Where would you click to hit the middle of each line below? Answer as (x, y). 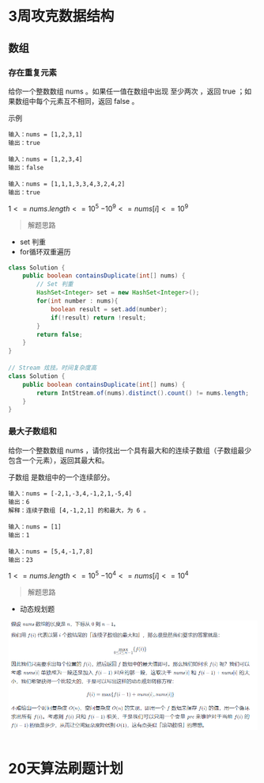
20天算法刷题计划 (66, 769)
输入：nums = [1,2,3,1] (45, 134)
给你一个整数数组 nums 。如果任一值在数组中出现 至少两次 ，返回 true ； (126, 91)
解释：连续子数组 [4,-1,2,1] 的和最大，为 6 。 (79, 510)
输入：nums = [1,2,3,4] (45, 159)
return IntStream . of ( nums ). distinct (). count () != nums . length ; (143, 393)
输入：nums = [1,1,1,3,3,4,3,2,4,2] (67, 184)
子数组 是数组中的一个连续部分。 (61, 477)
